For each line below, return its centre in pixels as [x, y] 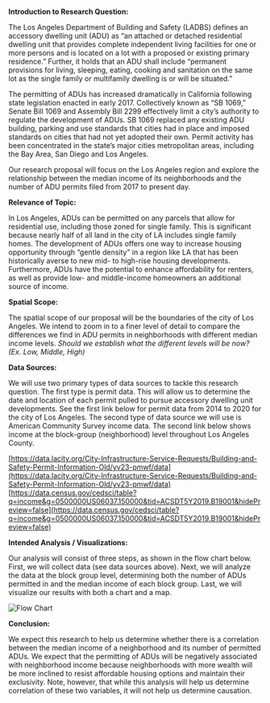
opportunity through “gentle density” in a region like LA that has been [124, 252]
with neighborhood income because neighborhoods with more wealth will [131, 665]
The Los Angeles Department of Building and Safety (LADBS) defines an [128, 27]
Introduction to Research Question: [69, 12]
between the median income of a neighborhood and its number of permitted [135, 648]
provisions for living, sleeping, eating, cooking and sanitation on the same [131, 70]
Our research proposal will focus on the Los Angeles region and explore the [134, 170]
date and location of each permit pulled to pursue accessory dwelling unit [131, 400]
